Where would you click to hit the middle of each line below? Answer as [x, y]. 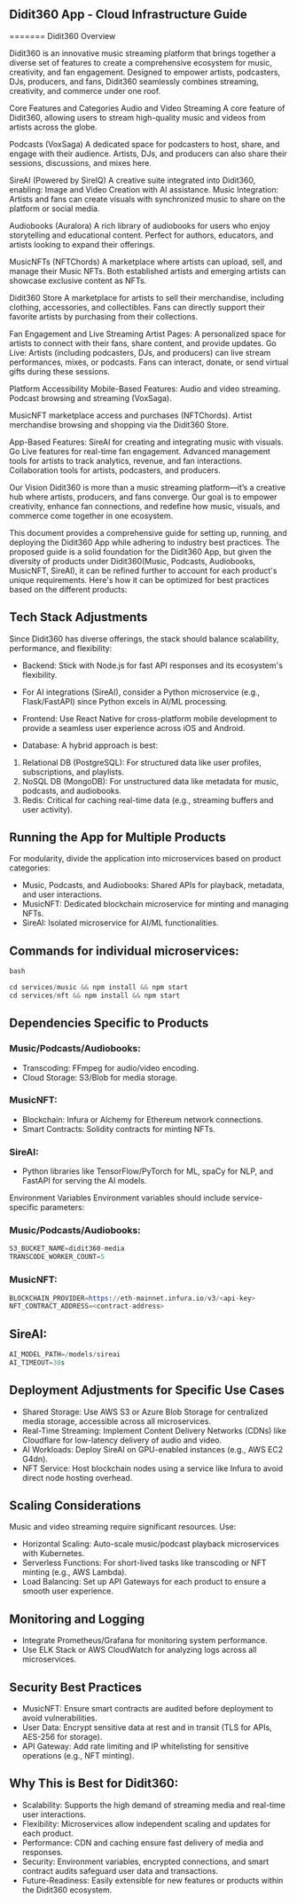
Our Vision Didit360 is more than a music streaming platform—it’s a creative [148, 487]
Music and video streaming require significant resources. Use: [123, 1527]
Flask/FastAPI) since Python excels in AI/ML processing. [125, 701]
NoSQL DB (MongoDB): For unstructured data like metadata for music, [150, 781]
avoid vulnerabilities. [59, 1718]
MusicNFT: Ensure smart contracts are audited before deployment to [147, 1709]
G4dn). [35, 1459]
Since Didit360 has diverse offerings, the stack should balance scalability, [144, 639]
